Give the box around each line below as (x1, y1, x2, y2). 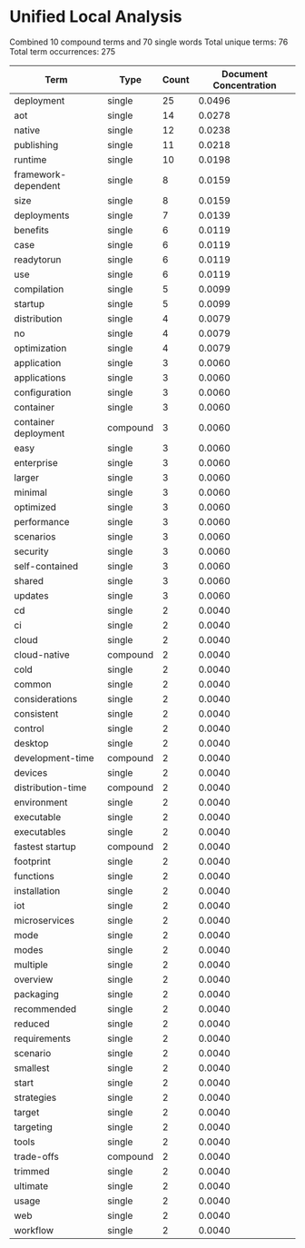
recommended (14, 1002, 77, 1015)
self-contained (14, 560, 79, 572)
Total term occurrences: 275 (9, 45, 116, 56)
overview (14, 973, 54, 986)
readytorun (14, 253, 62, 265)
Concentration (212, 79, 277, 92)
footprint (14, 855, 52, 867)
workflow (14, 1223, 54, 1236)
